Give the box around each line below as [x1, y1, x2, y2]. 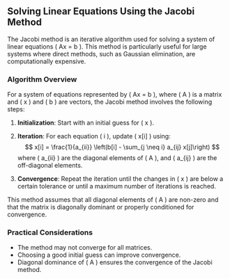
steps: [7, 105, 25, 113]
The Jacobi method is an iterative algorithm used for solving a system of [7, 35, 215, 43]
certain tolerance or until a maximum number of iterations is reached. [17, 182, 216, 191]
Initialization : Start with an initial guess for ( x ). [17, 118, 155, 127]
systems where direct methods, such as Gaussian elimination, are [7, 49, 196, 58]
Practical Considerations [7, 228, 93, 237]
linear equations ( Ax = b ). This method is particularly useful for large [7, 42, 207, 51]
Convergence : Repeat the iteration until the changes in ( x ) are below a [17, 175, 224, 183]
